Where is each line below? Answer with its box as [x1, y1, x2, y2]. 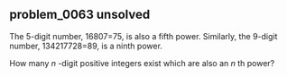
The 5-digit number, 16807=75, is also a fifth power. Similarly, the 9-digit [9, 30, 278, 41]
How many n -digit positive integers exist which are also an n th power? [9, 57, 275, 68]
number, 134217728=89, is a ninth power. [9, 40, 162, 51]
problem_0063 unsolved [9, 7, 151, 22]
